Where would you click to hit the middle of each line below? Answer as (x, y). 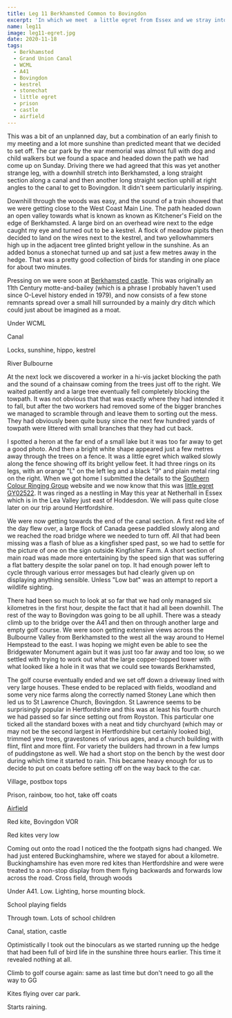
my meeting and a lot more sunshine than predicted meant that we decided (114, 143)
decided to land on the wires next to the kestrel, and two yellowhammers (110, 237)
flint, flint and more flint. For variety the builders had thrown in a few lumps (113, 746)
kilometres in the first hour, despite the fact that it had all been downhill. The (115, 607)
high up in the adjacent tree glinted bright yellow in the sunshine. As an (108, 245)
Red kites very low (33, 835)
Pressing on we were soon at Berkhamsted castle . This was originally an (110, 280)
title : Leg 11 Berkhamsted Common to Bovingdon (77, 13)
